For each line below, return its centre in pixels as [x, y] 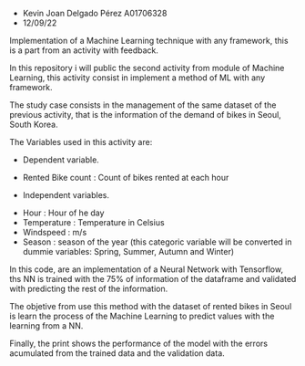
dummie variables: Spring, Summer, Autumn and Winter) [128, 251]
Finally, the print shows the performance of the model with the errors [139, 343]
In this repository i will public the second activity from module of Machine [147, 68]
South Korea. [34, 124]
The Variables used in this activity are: [81, 142]
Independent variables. [66, 195]
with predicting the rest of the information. [89, 288]
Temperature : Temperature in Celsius [94, 222]
